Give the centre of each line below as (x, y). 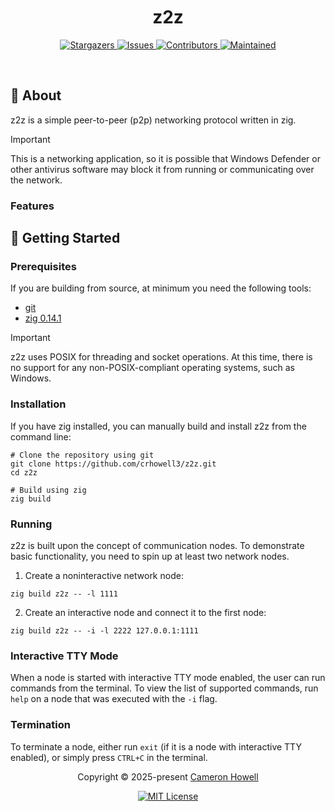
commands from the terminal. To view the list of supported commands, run (164, 688)
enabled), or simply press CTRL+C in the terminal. (109, 757)
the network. (36, 180)
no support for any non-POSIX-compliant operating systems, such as (152, 368)
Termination (40, 725)
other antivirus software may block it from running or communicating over (162, 169)
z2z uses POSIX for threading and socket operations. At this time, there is (161, 357)
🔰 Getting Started (65, 238)
